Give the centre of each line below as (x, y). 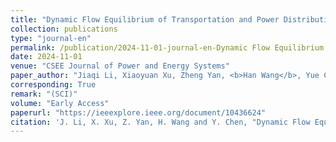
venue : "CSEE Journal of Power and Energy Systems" (120, 66)
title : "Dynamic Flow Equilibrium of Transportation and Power (145, 19)
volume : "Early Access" (60, 103)
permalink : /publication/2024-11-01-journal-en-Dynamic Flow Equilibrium (167, 47)
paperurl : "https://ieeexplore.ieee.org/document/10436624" (138, 112)
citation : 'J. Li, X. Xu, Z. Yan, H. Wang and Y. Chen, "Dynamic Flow (160, 122)
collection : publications (64, 29)
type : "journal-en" (51, 38)
